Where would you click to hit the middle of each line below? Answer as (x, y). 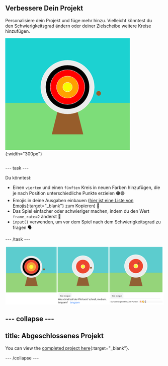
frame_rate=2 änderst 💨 (37, 216)
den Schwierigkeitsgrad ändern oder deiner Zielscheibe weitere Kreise (78, 26)
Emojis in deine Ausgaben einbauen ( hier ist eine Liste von (73, 200)
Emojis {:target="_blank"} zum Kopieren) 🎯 (56, 206)
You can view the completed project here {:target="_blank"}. (67, 348)
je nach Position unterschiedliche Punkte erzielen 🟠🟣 (68, 193)
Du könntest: (18, 177)
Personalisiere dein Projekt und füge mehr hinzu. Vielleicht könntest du (79, 20)
